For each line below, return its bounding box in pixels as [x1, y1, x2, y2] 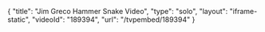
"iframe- [229, 7, 258, 16]
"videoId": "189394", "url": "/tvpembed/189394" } [32, 15, 196, 24]
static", [7, 15, 31, 24]
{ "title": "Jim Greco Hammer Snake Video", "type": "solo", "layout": [7, 7, 228, 16]
